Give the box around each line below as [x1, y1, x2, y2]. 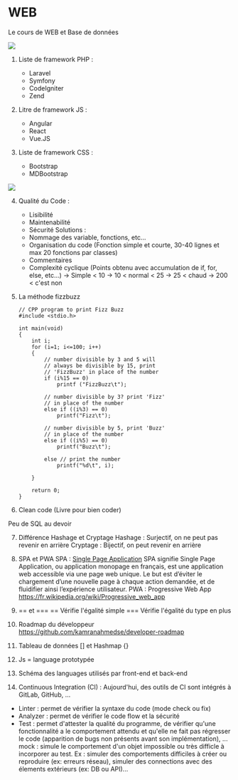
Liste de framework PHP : [18, 55, 94, 63]
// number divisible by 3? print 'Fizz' [44, 393, 166, 400]
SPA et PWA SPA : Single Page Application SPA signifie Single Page [18, 554, 215, 563]
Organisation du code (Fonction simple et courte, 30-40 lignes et [28, 240, 220, 249]
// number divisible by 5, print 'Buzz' [44, 425, 166, 432]
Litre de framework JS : [18, 105, 87, 114]
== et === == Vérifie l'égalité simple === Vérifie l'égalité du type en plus [18, 606, 232, 615]
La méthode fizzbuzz [18, 292, 81, 301]
